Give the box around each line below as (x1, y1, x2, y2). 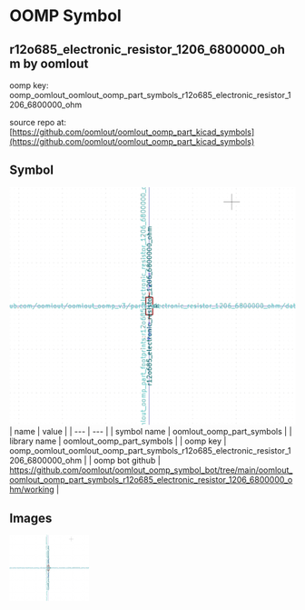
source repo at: (9, 117, 66, 127)
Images (9, 510, 53, 525)
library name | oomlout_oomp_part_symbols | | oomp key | (9, 435, 227, 446)
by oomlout (23, 55, 89, 71)
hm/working (9, 484, 54, 495)
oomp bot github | (93, 455, 161, 466)
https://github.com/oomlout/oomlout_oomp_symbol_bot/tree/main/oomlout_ (9, 465, 293, 475)
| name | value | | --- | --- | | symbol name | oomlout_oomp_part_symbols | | (9, 426, 292, 437)
